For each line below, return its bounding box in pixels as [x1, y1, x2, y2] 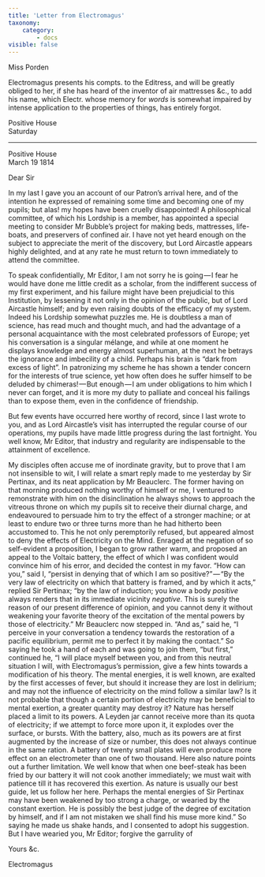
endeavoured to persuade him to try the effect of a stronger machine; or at [8, 510, 251, 521]
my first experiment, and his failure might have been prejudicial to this [8, 287, 235, 297]
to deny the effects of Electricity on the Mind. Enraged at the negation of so [8, 536, 254, 545]
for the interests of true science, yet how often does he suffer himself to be [8, 371, 252, 381]
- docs [36, 33, 58, 42]
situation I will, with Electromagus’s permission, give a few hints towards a [8, 662, 248, 671]
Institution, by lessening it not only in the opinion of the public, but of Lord [8, 296, 248, 305]
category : [22, 26, 55, 34]
